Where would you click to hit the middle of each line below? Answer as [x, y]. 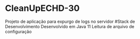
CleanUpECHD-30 [42, 8]
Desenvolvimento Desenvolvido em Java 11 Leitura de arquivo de [70, 26]
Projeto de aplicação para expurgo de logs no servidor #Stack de [70, 21]
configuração [18, 31]
